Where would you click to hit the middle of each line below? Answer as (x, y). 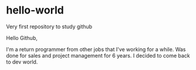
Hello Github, (22, 38)
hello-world (35, 10)
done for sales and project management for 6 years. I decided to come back (98, 55)
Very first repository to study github (49, 26)
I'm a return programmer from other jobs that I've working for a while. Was (96, 49)
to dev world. (22, 62)
